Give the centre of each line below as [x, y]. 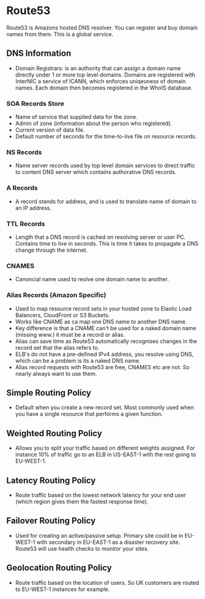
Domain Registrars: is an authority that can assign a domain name [98, 68]
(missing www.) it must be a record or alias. [70, 334]
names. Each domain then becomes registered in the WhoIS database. [104, 88]
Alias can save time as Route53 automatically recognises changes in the [106, 341]
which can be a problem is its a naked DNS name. [78, 360]
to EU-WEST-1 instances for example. [62, 589]
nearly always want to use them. [56, 374]
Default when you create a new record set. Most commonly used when [105, 407]
